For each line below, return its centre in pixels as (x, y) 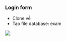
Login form (19, 7)
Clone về (21, 18)
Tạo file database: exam (37, 23)
